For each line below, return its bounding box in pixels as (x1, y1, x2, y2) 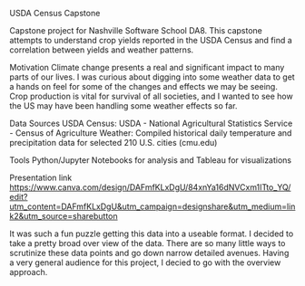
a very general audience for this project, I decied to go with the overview (9, 257, 281, 268)
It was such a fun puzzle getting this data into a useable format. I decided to (9, 228, 294, 239)
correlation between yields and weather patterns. (9, 44, 194, 55)
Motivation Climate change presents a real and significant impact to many (9, 62, 285, 72)
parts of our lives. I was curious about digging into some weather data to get (9, 71, 295, 82)
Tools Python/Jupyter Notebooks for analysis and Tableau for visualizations (9, 155, 292, 166)
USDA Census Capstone (9, 8, 101, 18)
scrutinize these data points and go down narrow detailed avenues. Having (9, 248, 290, 258)
